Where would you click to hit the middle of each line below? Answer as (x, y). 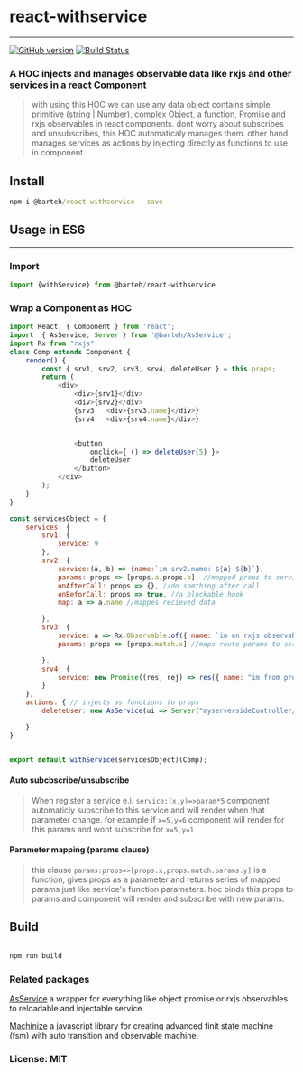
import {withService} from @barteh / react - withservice (113, 285)
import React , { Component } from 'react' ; (92, 327)
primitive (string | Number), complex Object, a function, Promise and (158, 114)
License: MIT (38, 1058)
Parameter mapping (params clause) (79, 850)
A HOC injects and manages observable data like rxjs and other (151, 73)
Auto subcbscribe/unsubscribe (69, 780)
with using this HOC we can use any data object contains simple (151, 105)
